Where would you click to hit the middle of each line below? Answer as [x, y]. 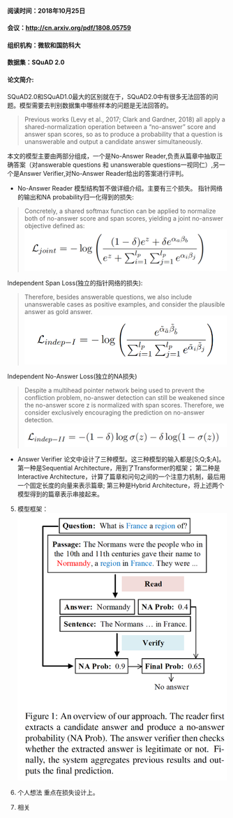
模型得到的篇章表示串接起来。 [60, 494]
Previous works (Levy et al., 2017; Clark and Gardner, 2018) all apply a [125, 119]
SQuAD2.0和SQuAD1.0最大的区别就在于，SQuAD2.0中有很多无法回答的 [110, 96]
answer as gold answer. [58, 312]
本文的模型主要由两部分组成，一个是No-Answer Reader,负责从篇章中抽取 [112, 156]
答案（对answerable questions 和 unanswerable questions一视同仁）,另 [116, 165]
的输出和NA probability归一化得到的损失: [76, 197]
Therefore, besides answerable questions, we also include [108, 297]
